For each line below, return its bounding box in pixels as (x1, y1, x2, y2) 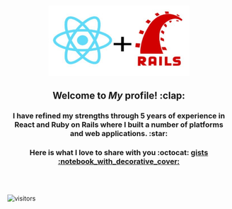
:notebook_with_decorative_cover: (57, 157, 180, 166)
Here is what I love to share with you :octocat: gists (29, 148, 209, 158)
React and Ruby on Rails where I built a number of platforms (13, 120, 224, 130)
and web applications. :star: (69, 129, 168, 139)
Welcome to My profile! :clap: (52, 90, 185, 102)
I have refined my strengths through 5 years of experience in (13, 111, 225, 121)
